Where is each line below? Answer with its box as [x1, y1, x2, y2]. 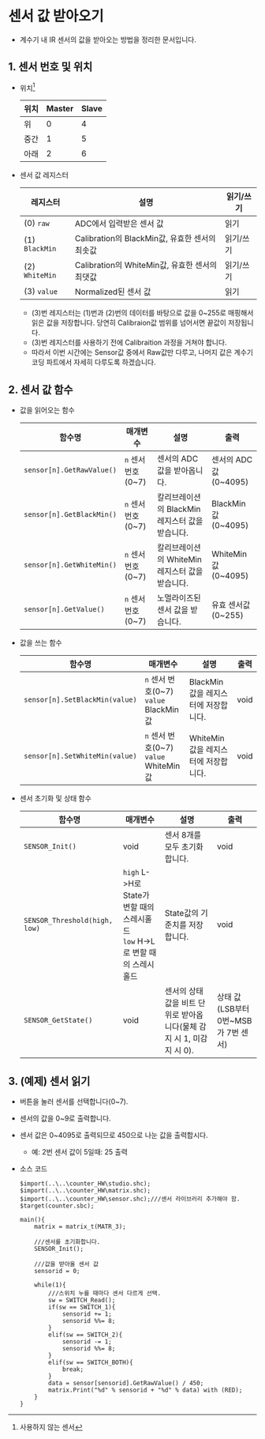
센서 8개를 [164, 830, 202, 841]
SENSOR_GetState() [23, 1016, 93, 1025]
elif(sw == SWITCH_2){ [48, 1331, 123, 1339]
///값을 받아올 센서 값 [34, 1260, 99, 1268]
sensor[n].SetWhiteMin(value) [23, 752, 137, 761]
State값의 [164, 908, 199, 919]
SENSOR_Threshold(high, [23, 916, 113, 925]
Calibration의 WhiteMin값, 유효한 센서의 [74, 260, 217, 271]
